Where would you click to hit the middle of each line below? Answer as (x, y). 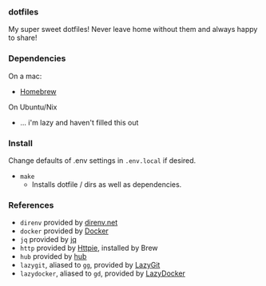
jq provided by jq (48, 240)
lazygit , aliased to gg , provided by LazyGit (90, 265)
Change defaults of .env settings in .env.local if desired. (102, 160)
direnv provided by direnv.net (69, 223)
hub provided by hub (53, 256)
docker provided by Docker (64, 231)
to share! (23, 38)
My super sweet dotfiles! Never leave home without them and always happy (133, 30)
